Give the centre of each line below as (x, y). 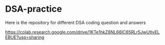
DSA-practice (34, 9)
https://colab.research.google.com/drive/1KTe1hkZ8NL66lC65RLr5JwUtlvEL (82, 32)
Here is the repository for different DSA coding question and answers (76, 22)
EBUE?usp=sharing (25, 37)
